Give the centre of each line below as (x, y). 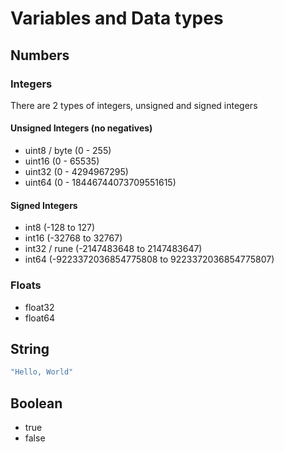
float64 (40, 318)
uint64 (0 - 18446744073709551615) (100, 183)
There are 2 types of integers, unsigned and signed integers (134, 105)
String (30, 348)
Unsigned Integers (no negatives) (81, 128)
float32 (39, 307)
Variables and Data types (117, 18)
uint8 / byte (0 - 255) (68, 151)
